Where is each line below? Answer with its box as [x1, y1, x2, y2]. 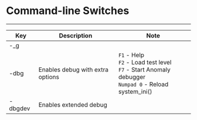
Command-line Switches [6, 4, 130, 18]
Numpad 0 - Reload [118, 80, 169, 88]
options [38, 73, 60, 81]
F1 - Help [118, 51, 145, 59]
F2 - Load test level [118, 58, 172, 66]
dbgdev [9, 104, 30, 112]
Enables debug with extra [38, 66, 108, 74]
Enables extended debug [38, 101, 107, 109]
